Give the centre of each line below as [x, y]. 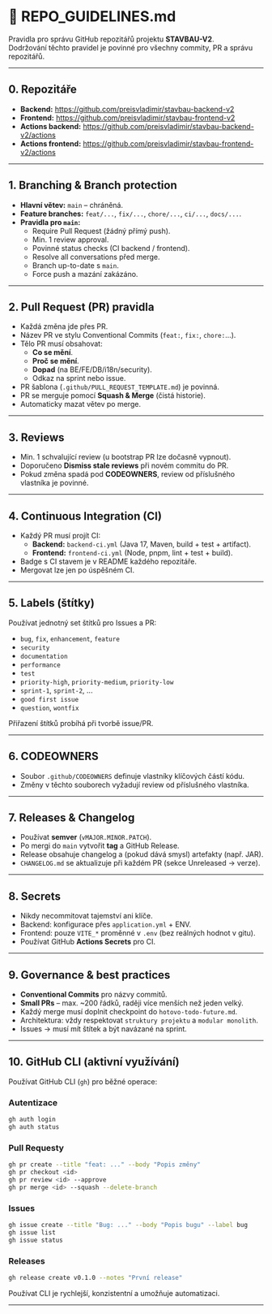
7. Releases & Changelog [72, 818]
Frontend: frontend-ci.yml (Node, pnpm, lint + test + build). [132, 553]
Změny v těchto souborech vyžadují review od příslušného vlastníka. [134, 785]
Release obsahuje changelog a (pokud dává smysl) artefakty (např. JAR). [142, 854]
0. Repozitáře [42, 90]
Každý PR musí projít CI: [60, 536]
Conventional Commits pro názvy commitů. [93, 995]
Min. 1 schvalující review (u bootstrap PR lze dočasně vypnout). [125, 457]
